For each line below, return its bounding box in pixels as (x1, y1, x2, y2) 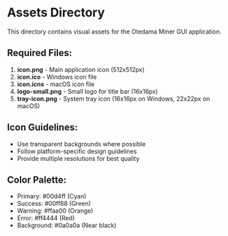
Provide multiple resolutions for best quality (16, 154, 140, 162)
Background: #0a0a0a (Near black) (16, 221, 117, 230)
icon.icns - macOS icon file (16, 80, 95, 88)
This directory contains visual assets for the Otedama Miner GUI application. (7, 27, 222, 36)
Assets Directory (7, 5, 105, 21)
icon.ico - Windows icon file (16, 73, 97, 81)
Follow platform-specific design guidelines (16, 147, 137, 155)
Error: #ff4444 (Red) (16, 214, 75, 222)
